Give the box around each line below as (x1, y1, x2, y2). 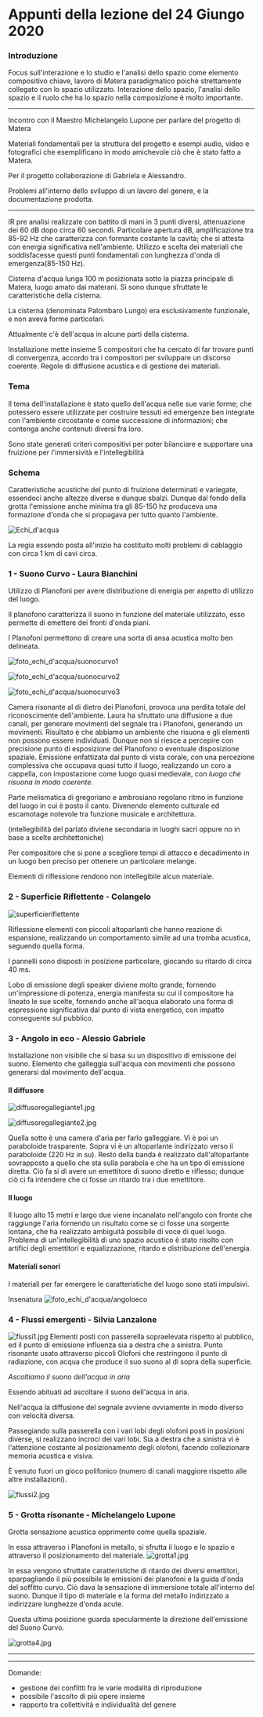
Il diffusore (8, 1085, 45, 1094)
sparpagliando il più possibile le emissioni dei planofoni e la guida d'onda (8, 1574, 244, 1584)
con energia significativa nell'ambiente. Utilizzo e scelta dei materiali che (8, 242, 243, 252)
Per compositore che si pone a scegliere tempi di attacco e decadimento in (8, 848, 250, 857)
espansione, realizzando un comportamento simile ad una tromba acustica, (8, 933, 250, 942)
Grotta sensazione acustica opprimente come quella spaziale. (8, 1527, 207, 1536)
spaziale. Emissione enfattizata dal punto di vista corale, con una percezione (8, 752, 255, 762)
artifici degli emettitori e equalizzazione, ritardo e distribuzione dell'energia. (8, 1244, 252, 1253)
